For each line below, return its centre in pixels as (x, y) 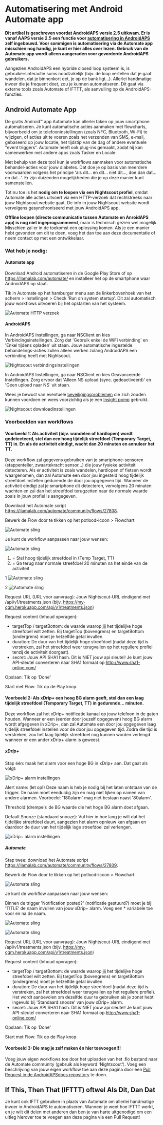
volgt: (11, 768)
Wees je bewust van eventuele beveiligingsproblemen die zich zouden (75, 395)
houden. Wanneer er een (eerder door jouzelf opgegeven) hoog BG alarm (79, 719)
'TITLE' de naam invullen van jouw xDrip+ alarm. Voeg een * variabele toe (79, 908)
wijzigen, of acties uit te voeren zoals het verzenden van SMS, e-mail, (75, 137)
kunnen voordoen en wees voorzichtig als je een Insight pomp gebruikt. (77, 400)
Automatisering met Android (64, 9)
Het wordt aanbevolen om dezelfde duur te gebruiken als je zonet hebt (83, 997)
